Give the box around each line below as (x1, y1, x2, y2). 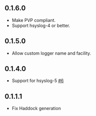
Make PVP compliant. (11, 17, 56, 23)
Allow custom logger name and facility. (11, 50, 92, 56)
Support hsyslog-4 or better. (11, 22, 70, 28)
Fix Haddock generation (11, 106, 61, 112)
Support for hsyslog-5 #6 (11, 78, 64, 84)
